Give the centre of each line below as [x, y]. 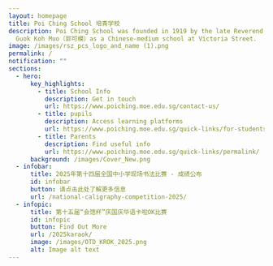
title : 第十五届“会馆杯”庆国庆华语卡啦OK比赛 [98, 212]
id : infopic [50, 220]
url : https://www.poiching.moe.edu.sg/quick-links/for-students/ [157, 129]
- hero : [29, 76]
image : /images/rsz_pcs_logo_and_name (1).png [89, 46]
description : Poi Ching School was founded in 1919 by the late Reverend [136, 31]
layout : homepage [38, 16]
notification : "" [38, 62]
